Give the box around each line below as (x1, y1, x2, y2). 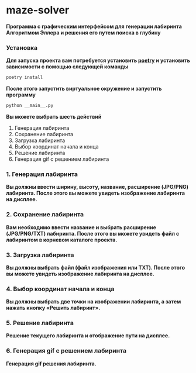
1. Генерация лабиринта (6, 170, 78, 178)
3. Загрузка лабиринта (6, 251, 74, 259)
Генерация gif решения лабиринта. (6, 360, 97, 367)
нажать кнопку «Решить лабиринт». (6, 305, 101, 312)
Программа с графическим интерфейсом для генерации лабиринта (6, 23, 183, 30)
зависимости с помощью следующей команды (6, 63, 129, 70)
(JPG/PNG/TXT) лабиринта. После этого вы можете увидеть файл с (6, 230, 180, 237)
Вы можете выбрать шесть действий (6, 113, 102, 120)
